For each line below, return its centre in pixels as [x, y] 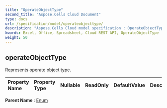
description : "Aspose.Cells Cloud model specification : [65, 28]
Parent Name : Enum [27, 100]
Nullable [70, 85]
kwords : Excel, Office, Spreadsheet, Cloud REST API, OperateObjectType [82, 33]
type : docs [16, 19]
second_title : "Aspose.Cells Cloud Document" [53, 14]
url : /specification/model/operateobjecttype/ [54, 24]
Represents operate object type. [38, 70]
